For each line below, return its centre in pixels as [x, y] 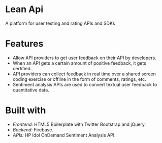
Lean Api [24, 9]
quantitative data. [31, 90]
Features [24, 44]
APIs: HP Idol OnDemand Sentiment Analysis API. [64, 135]
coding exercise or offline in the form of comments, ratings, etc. [79, 79]
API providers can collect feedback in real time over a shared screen [84, 74]
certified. [22, 68]
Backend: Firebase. [33, 129]
